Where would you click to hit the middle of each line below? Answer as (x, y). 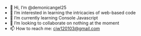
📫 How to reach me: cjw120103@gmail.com (55, 28)
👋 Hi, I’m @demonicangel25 (38, 8)
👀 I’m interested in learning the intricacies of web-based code (73, 13)
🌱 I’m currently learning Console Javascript (54, 18)
